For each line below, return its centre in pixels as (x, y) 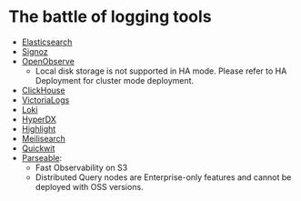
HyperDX (39, 119)
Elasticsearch (47, 42)
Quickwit (38, 148)
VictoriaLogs (45, 100)
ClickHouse (43, 90)
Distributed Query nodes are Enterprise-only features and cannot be (163, 177)
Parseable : (42, 157)
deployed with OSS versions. (89, 186)
